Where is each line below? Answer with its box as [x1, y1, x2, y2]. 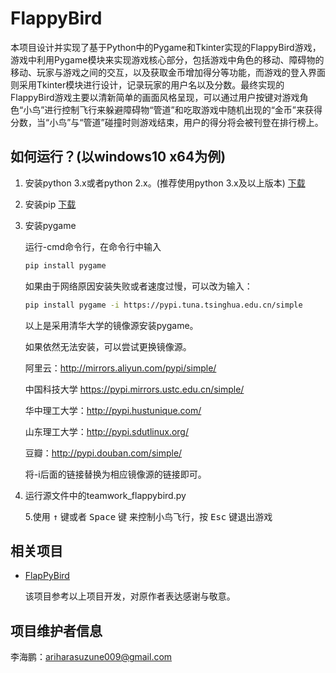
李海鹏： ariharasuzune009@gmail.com [10, 651, 173, 663]
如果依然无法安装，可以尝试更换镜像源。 [24, 340, 192, 352]
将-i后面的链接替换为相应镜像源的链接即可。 [24, 468, 207, 480]
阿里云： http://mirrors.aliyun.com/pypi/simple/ [24, 362, 217, 374]
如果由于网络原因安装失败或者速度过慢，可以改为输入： [24, 280, 253, 292]
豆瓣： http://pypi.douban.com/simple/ [24, 447, 183, 459]
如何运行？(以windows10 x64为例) [10, 148, 227, 166]
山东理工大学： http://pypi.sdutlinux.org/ [24, 425, 189, 437]
